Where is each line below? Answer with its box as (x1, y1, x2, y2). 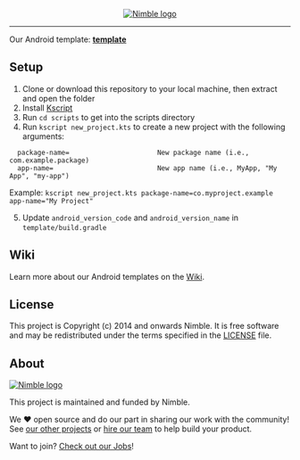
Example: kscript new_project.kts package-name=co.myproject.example (9, 187, 274, 198)
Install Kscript (21, 103, 73, 113)
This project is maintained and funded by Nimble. (9, 397, 190, 407)
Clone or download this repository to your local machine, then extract (21, 83, 279, 94)
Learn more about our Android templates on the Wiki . (9, 271, 205, 282)
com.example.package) (9, 156, 90, 165)
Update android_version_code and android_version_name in (21, 212, 239, 223)
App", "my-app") (9, 171, 70, 180)
